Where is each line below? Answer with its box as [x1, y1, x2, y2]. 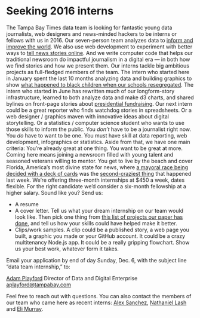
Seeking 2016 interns [6, 4, 114, 18]
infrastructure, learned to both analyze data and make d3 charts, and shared [6, 94, 194, 101]
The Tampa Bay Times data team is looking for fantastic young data [6, 24, 173, 31]
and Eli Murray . [6, 305, 44, 312]
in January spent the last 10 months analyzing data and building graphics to [6, 75, 192, 82]
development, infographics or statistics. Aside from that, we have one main [6, 138, 190, 145]
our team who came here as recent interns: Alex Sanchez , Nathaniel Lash [6, 299, 187, 306]
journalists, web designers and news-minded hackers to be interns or [6, 30, 177, 37]
